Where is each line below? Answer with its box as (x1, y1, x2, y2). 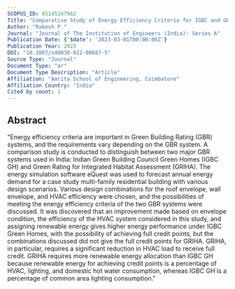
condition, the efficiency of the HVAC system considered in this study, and (7, 214, 222, 223)
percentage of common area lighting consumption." (7, 274, 156, 282)
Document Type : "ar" (7, 62, 68, 69)
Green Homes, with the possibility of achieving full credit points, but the (7, 229, 214, 238)
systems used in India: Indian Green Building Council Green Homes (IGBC (7, 155, 219, 163)
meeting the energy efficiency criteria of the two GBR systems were (7, 199, 203, 208)
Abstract (7, 114, 47, 126)
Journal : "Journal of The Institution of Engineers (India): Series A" (7, 29, 220, 37)
